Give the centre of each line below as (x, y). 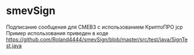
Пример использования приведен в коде (57, 33)
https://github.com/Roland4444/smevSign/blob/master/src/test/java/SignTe (97, 39)
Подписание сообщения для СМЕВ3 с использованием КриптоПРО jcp (95, 27)
